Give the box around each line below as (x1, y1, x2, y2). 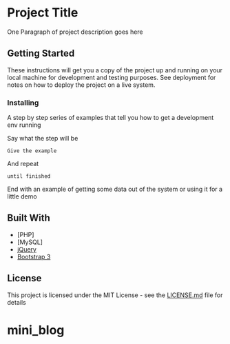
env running (7, 121, 41, 129)
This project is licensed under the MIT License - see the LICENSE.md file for (7, 291, 223, 299)
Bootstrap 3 (17, 252, 51, 261)
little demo (7, 192, 37, 201)
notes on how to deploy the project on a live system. (7, 81, 156, 89)
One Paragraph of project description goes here (7, 28, 143, 36)
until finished (7, 173, 51, 180)
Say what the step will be (7, 134, 79, 143)
